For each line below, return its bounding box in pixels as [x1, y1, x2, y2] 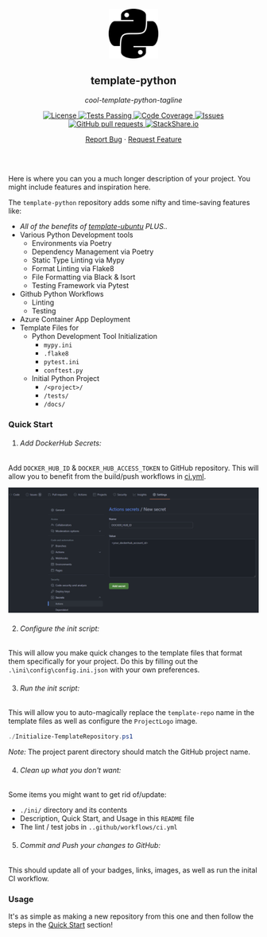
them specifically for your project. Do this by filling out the [8, 657, 199, 667]
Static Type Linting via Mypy [31, 255, 125, 265]
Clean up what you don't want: [19, 765, 122, 775]
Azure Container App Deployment [19, 314, 131, 324]
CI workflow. [8, 873, 49, 883]
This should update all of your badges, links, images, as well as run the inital [8, 865, 257, 875]
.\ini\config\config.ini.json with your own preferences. [8, 665, 200, 675]
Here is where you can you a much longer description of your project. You [8, 173, 250, 183]
